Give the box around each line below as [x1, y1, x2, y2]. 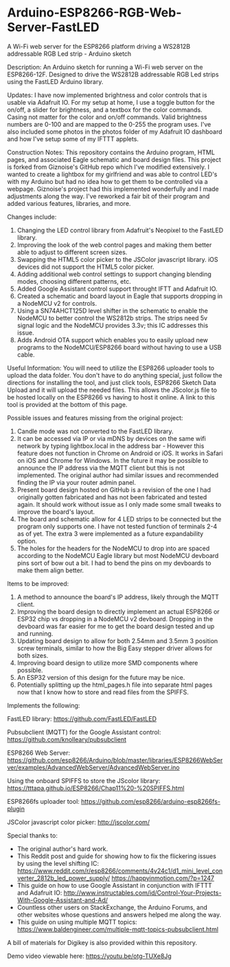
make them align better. [16, 566, 84, 574]
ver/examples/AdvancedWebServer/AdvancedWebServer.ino [7, 763, 180, 771]
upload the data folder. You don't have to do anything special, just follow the [7, 371, 222, 379]
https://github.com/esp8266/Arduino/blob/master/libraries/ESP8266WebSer [7, 756, 223, 764]
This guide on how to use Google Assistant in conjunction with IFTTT [16, 881, 213, 889]
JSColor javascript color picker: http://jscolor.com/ [7, 818, 150, 826]
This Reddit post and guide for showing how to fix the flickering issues [16, 852, 216, 860]
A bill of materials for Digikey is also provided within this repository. [7, 938, 198, 946]
